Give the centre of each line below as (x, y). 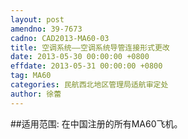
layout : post (37, 19)
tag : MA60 (31, 76)
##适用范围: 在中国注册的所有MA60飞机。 (96, 123)
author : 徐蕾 (36, 94)
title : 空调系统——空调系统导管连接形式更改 (90, 47)
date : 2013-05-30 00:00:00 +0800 (80, 57)
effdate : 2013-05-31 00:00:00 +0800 (86, 66)
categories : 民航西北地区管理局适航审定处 (89, 85)
